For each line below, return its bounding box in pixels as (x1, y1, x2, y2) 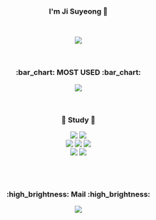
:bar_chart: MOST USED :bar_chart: (15, 68, 142, 78)
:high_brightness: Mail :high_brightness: (6, 189, 151, 199)
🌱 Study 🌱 (61, 115, 96, 125)
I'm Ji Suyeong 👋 (48, 6, 108, 16)
